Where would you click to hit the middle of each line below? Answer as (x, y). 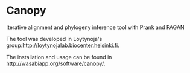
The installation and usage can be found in (59, 57)
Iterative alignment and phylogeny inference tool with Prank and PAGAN (96, 27)
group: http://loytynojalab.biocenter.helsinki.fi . (63, 45)
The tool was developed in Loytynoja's (54, 39)
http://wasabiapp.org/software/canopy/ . (56, 63)
